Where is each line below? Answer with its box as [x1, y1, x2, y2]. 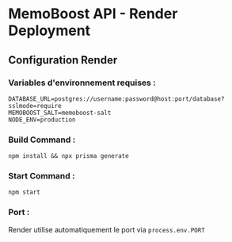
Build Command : [8, 134, 76, 145]
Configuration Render [8, 53, 118, 67]
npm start [8, 188, 41, 197]
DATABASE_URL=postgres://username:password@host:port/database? [8, 94, 225, 103]
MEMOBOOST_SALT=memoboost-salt [8, 109, 112, 117]
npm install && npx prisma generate [8, 152, 129, 160]
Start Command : [8, 171, 75, 182]
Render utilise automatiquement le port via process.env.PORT [8, 225, 206, 234]
